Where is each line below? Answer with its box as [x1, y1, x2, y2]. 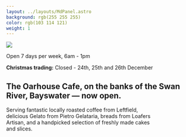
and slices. [6, 125, 33, 132]
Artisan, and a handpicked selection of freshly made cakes [6, 119, 150, 126]
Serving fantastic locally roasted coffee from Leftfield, [6, 106, 138, 113]
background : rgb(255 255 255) [6, 14, 81, 20]
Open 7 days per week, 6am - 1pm [6, 53, 90, 60]
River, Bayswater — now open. [6, 90, 122, 101]
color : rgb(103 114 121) [6, 20, 68, 26]
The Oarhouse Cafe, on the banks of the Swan [6, 81, 180, 91]
